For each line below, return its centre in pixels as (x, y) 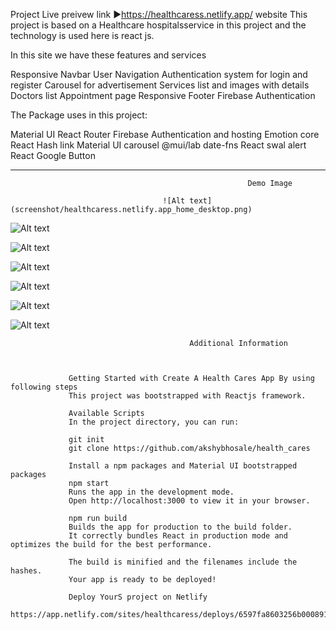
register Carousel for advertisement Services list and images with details (160, 85)
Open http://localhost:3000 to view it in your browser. (189, 501)
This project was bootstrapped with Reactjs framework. (187, 396)
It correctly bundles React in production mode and (178, 536)
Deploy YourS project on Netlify (138, 597)
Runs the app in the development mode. (151, 492)
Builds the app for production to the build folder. (180, 527)
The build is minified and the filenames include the (183, 562)
